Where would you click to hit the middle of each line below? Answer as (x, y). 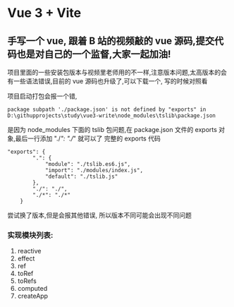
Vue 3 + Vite (44, 13)
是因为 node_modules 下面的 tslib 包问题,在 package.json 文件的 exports (112, 130)
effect (26, 258)
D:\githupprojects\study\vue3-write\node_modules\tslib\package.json (112, 116)
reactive (29, 251)
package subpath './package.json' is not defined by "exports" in (107, 109)
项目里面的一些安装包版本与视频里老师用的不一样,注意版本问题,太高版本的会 (117, 72)
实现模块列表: (30, 235)
